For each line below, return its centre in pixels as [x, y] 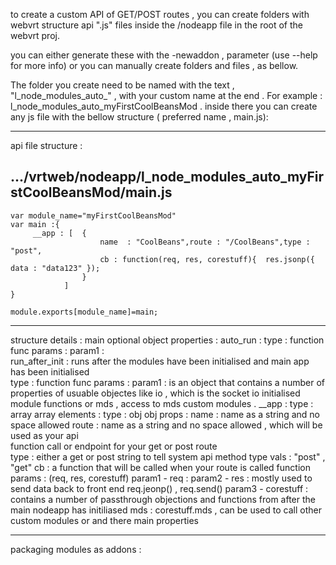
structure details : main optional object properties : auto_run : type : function [167, 340]
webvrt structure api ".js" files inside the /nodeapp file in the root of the [157, 25]
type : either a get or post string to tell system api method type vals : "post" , [168, 456]
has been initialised [50, 371]
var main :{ [35, 224]
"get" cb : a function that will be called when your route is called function [160, 467]
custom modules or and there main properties [104, 520]
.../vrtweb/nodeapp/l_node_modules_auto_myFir [167, 177]
